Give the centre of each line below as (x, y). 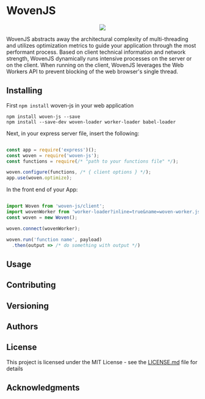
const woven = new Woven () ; (42, 218)
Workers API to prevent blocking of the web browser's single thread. (92, 71)
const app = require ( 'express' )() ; (52, 150)
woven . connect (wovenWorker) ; (43, 229)
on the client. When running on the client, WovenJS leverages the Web (95, 65)
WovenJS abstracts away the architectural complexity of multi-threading (97, 39)
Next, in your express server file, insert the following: (73, 133)
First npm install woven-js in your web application (70, 105)
